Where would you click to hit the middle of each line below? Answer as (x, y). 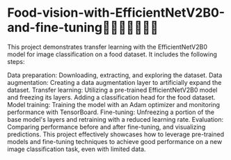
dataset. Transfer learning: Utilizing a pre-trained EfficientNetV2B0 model (112, 90)
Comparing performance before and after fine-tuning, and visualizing (106, 127)
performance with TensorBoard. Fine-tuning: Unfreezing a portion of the (111, 112)
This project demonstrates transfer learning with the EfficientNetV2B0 (107, 47)
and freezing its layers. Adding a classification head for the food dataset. (111, 97)
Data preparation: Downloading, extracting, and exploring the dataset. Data (115, 75)
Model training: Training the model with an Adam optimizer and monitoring (114, 104)
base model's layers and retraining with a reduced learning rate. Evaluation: (115, 119)
